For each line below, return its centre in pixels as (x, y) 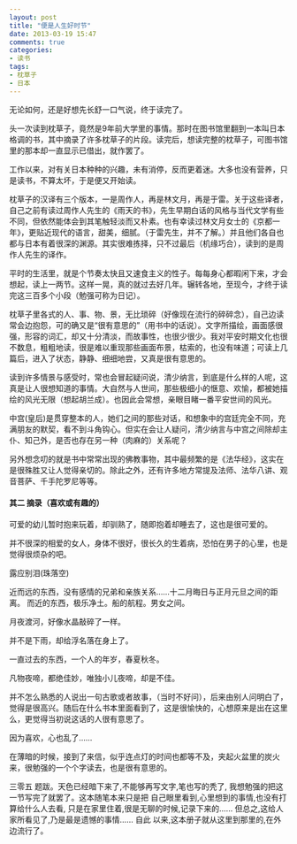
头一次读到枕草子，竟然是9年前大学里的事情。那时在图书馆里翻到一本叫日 (143, 128)
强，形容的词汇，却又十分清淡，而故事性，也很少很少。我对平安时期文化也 (145, 336)
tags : (19, 67)
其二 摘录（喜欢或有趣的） (57, 503)
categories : (31, 50)
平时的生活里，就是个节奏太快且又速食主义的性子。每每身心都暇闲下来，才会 (148, 273)
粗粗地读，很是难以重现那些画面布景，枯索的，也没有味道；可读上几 (164, 347)
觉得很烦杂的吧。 (40, 554)
